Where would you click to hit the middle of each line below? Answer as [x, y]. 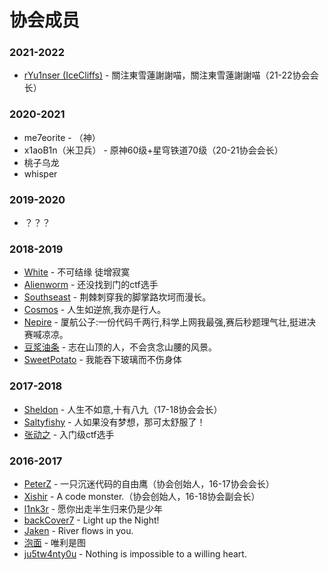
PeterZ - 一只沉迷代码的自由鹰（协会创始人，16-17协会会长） [149, 483]
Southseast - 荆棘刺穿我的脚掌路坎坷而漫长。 [117, 297]
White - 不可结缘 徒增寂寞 [77, 272]
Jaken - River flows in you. [78, 530]
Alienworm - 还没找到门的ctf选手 [91, 285]
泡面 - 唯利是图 [55, 542]
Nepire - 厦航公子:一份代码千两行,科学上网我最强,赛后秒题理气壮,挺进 [165, 322]
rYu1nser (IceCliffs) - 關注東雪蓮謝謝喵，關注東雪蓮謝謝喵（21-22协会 [167, 75]
